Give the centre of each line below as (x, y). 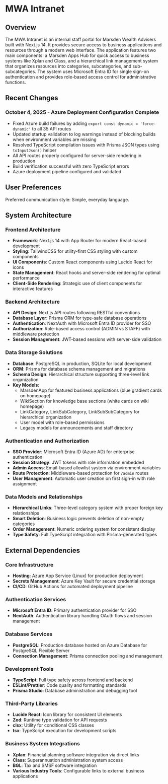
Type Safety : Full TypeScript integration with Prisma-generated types (85, 535)
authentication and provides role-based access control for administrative (81, 77)
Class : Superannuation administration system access (68, 760)
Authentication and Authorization (47, 441)
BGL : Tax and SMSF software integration (55, 765)
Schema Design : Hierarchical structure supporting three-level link (81, 374)
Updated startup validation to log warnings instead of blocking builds (84, 134)
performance (26, 278)
